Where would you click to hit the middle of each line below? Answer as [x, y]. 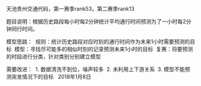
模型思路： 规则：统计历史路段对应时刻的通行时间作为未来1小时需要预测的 [98, 42]
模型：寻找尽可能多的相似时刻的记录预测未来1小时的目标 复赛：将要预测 [103, 49]
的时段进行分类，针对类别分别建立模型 [53, 56]
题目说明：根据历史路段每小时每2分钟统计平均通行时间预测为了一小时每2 [96, 21]
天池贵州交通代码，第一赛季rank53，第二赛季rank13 [70, 9]
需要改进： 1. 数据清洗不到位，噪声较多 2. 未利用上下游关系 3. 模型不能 [96, 69]
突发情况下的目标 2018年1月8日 [51, 77]
